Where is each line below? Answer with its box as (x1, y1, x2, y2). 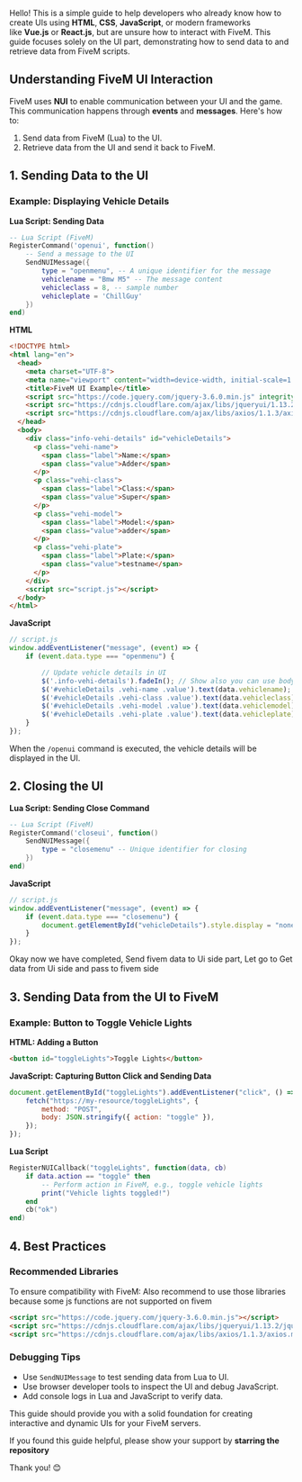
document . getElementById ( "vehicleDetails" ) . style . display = (41, 920, 271, 930)
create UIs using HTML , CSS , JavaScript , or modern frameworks (9, 17, 252, 28)
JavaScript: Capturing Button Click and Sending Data (9, 1071, 212, 1081)
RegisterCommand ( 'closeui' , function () (9, 828, 159, 837)
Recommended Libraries (9, 1265, 119, 1278)
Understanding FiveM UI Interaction (9, 72, 214, 87)
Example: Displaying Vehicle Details (9, 195, 170, 208)
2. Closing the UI (9, 779, 104, 794)
